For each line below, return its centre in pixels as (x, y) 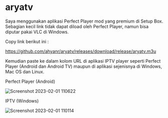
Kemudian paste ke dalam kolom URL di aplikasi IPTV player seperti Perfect (83, 61)
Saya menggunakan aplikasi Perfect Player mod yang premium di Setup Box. (84, 21)
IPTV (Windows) (22, 101)
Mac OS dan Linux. (25, 71)
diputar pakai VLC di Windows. (37, 32)
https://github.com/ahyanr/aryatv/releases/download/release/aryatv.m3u (81, 51)
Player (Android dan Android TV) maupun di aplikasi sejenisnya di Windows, (83, 66)
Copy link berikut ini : (27, 41)
